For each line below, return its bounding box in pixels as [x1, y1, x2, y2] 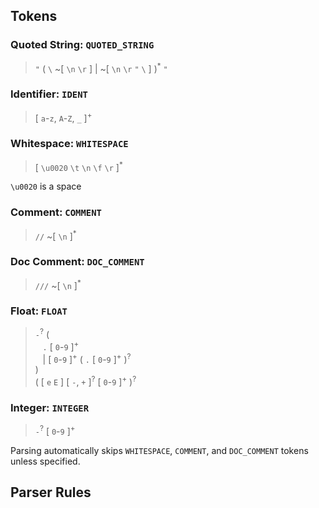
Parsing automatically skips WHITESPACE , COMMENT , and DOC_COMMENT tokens [10, 445, 309, 457]
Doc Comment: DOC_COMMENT [10, 255, 145, 269]
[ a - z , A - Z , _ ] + [34, 110, 93, 124]
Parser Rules [10, 484, 92, 501]
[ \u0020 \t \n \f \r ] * [34, 159, 123, 173]
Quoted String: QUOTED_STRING [10, 38, 155, 52]
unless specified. [10, 455, 81, 468]
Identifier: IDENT [10, 87, 88, 101]
